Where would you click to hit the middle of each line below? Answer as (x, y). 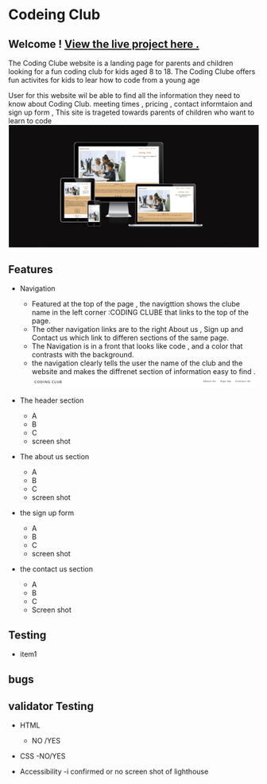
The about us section (54, 457)
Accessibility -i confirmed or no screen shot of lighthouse (114, 772)
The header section (52, 400)
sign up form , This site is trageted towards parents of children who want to (132, 112)
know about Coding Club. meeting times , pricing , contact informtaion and (130, 104)
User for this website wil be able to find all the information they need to (124, 96)
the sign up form (47, 513)
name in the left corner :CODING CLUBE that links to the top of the (140, 313)
